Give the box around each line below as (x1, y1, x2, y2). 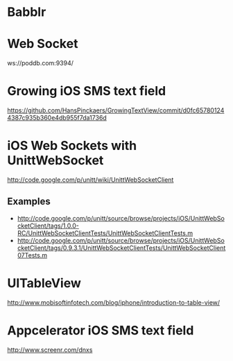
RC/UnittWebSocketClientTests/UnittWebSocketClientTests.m (17, 228, 193, 237)
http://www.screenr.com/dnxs (7, 345, 93, 354)
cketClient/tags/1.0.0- (17, 221, 80, 230)
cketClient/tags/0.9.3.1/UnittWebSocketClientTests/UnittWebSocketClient (17, 244, 226, 252)
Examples (7, 196, 51, 208)
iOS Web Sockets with (7, 138, 137, 153)
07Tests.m (17, 251, 47, 259)
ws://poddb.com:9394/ (7, 59, 74, 67)
